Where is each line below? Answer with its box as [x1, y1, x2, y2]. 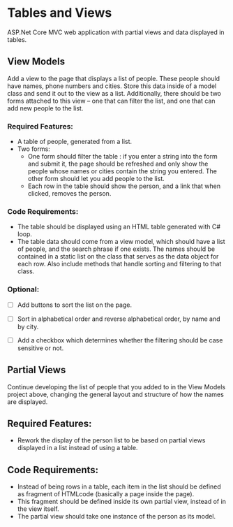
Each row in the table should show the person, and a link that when [27, 182, 221, 190]
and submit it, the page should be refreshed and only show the [27, 159, 209, 168]
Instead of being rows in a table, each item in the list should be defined [17, 482, 221, 491]
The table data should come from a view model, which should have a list [17, 238, 225, 246]
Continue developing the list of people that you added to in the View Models [7, 382, 225, 391]
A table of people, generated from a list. [17, 138, 133, 146]
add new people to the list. [7, 103, 84, 113]
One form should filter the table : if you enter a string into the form [27, 152, 218, 161]
